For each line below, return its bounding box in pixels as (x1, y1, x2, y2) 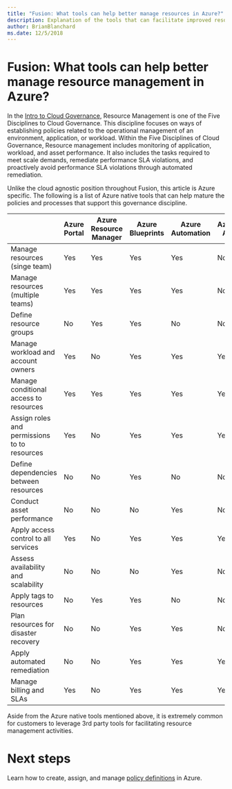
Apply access (10, 525, 55, 535)
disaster (10, 628, 37, 638)
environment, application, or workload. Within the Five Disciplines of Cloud (7, 134, 220, 142)
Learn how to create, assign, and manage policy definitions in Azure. (7, 774, 202, 782)
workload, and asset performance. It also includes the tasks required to (7, 148, 211, 157)
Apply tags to (10, 591, 54, 600)
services (10, 542, 39, 552)
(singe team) (10, 261, 52, 271)
